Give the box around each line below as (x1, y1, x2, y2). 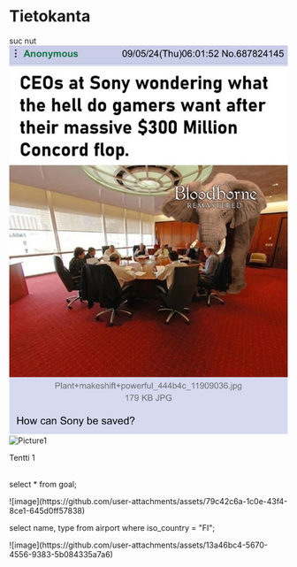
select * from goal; (9, 479, 77, 490)
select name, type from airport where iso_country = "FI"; (9, 523, 215, 533)
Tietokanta (9, 6, 91, 27)
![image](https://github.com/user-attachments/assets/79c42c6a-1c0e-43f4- (9, 496, 288, 507)
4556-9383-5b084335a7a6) (9, 549, 113, 560)
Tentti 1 (9, 453, 35, 464)
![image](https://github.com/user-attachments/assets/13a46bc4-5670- (9, 540, 268, 550)
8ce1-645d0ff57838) (9, 506, 86, 517)
